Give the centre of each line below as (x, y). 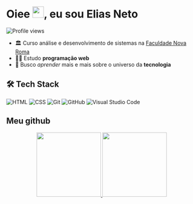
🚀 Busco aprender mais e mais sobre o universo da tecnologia (93, 64)
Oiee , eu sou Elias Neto (72, 14)
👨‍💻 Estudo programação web (52, 58)
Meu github (28, 121)
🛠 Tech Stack (33, 84)
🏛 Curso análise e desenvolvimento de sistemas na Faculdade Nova (100, 43)
